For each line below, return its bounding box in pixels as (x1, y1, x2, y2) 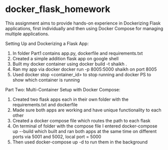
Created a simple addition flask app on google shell (12, 55, 119, 61)
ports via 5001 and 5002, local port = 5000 (12, 133, 101, 139)
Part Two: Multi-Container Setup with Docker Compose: (5, 86, 120, 92)
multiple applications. (5, 31, 50, 37)
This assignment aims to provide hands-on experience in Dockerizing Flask (5, 20, 161, 26)
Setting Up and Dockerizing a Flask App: (5, 40, 89, 46)
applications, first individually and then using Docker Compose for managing (5, 25, 163, 31)
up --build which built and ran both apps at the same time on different (12, 128, 157, 134)
